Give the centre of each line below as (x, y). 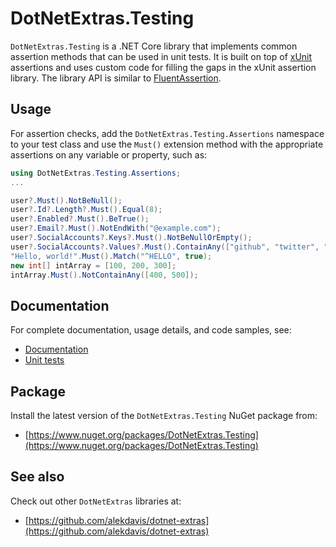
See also (37, 477)
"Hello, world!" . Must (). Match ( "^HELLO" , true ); (111, 256)
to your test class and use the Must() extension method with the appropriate (167, 144)
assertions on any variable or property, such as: (109, 154)
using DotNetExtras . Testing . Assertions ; (96, 173)
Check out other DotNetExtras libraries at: (96, 501)
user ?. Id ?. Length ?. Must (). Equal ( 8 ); (86, 210)
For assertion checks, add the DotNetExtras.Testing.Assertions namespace (167, 133)
